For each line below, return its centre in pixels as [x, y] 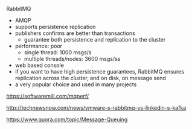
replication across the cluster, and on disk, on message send [90, 78]
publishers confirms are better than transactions [75, 33]
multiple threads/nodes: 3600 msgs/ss [72, 59]
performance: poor [38, 46]
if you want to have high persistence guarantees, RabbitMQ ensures [99, 71]
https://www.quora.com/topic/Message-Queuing [67, 119]
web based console [40, 65]
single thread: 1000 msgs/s [58, 52]
